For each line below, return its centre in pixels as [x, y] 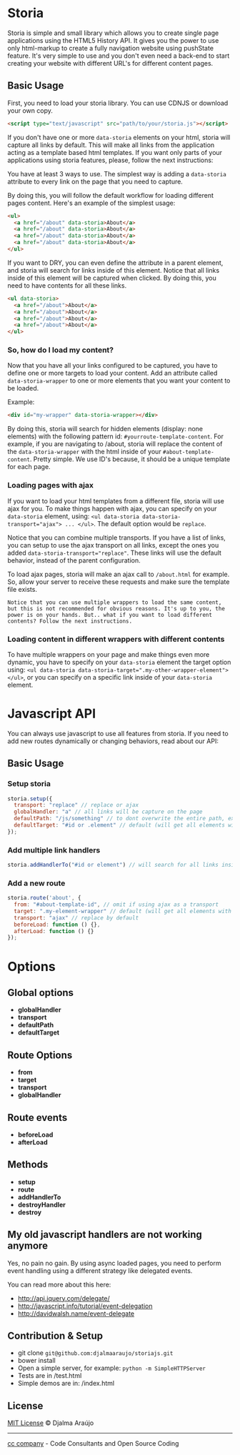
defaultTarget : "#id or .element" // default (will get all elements [119, 825]
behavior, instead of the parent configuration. [74, 560]
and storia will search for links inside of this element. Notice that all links [114, 270]
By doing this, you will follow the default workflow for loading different [111, 195]
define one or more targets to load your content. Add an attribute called [112, 373]
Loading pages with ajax [51, 485]
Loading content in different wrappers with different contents [116, 639]
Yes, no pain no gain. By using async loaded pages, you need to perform [114, 1263]
